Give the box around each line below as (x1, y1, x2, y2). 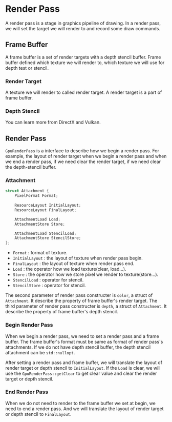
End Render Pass (5, 388, 49, 395)
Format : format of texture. (12, 250, 68, 256)
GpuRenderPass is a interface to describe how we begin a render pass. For (5, 148, 160, 154)
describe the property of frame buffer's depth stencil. (5, 309, 119, 315)
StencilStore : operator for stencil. (12, 283, 86, 289)
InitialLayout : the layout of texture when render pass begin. (12, 255, 143, 262)
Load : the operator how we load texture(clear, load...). (12, 266, 126, 272)
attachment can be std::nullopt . (5, 349, 75, 355)
